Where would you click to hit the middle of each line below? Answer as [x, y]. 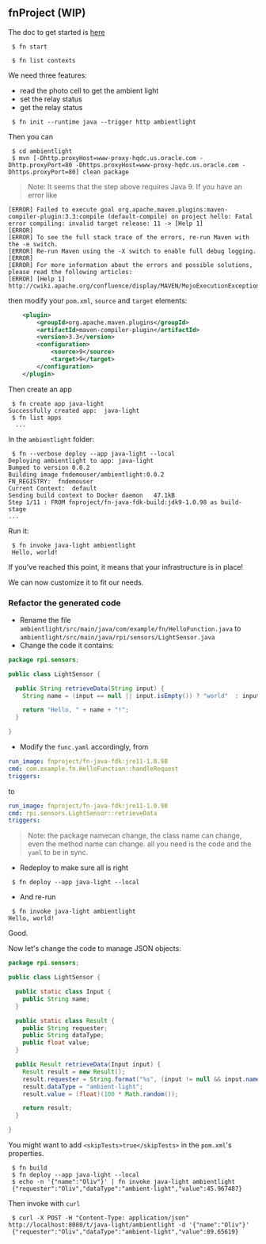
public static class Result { [65, 1021]
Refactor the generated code [65, 603]
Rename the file [45, 620]
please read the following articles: [70, 272]
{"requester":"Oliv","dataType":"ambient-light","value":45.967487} [127, 1189]
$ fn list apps [36, 418]
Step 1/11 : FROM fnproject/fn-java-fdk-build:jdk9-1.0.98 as [113, 502]
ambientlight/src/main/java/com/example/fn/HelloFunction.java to [130, 628]
